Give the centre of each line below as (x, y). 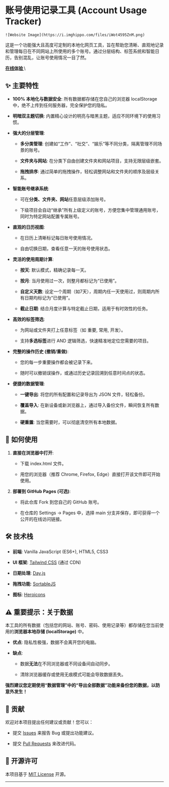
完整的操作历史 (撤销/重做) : (40, 351)
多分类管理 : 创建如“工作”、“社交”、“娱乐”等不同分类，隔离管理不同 (89, 143)
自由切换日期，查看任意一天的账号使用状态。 (66, 249)
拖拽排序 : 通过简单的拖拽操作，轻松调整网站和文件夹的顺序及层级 (87, 171)
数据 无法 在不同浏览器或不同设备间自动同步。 (66, 664)
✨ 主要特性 (22, 86)
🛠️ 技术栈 (19, 536)
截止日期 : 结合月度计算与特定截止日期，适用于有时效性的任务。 (85, 308)
